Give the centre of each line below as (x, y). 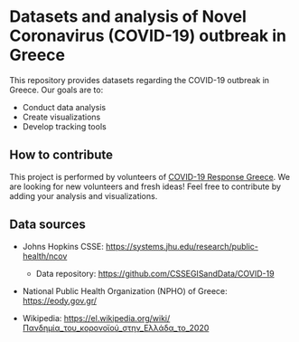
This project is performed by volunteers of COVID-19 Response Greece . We (150, 176)
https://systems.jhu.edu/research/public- (182, 246)
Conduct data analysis (64, 107)
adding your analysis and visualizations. (84, 195)
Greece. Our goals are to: (56, 90)
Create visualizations (61, 117)
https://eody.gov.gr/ (60, 300)
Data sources (47, 225)
